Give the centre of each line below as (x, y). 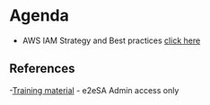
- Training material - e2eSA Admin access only (94, 90)
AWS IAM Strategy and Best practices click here (111, 40)
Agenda (39, 16)
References (42, 69)
